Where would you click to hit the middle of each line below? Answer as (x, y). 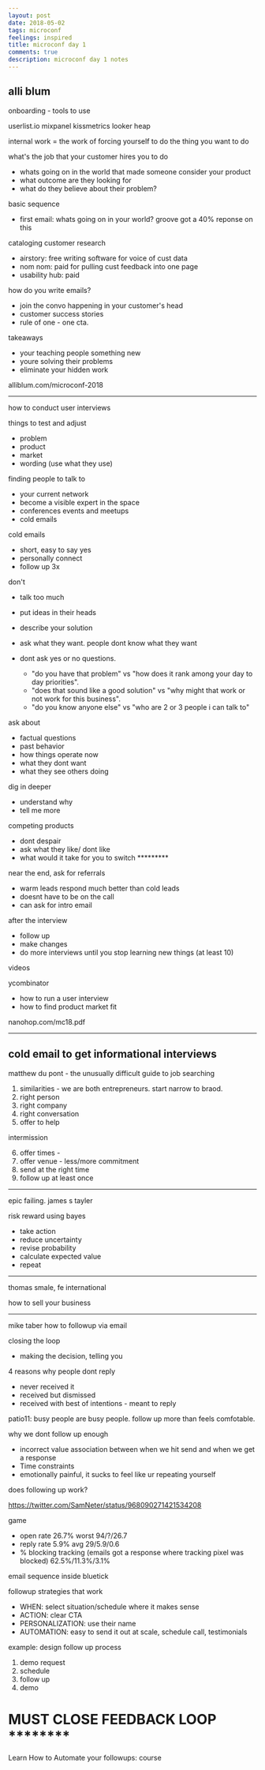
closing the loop (34, 1341)
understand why (46, 801)
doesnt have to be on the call (67, 896)
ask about (24, 722)
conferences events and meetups (74, 511)
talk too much (42, 597)
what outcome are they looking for (75, 180)
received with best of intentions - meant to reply (98, 1403)
